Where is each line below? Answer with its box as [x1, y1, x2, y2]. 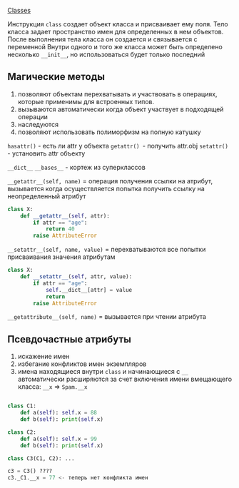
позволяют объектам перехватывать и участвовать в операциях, [17, 89, 218, 98]
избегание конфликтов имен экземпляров [17, 360, 147, 368]
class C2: [7, 428, 37, 436]
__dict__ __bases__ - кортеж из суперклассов [7, 163, 146, 171]
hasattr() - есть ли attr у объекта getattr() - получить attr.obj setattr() [7, 141, 228, 150]
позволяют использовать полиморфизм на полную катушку [17, 128, 201, 136]
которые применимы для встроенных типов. [17, 97, 155, 106]
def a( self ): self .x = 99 [20, 435, 98, 442]
